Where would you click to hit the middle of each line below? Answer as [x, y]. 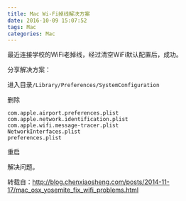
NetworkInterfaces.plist [44, 132]
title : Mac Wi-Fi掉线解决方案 [49, 14]
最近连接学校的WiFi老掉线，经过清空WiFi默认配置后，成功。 [95, 54]
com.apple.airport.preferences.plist [63, 113]
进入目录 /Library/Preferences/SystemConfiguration [83, 85]
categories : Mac [31, 34]
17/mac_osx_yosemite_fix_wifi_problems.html [73, 190]
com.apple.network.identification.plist [68, 120]
